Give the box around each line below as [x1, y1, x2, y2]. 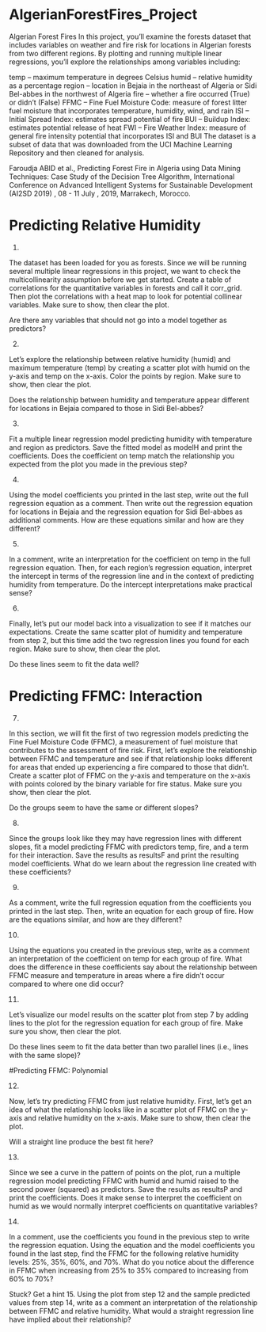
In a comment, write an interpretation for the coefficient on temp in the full [9, 554, 251, 564]
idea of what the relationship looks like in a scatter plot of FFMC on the [9, 1105, 240, 1114]
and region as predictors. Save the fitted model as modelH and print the [9, 442, 243, 452]
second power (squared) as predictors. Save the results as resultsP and [9, 1184, 243, 1193]
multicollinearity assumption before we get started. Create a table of [9, 275, 232, 284]
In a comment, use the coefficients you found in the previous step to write [9, 1231, 250, 1241]
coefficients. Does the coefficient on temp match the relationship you [9, 451, 235, 460]
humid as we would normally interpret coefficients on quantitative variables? [9, 1201, 258, 1211]
